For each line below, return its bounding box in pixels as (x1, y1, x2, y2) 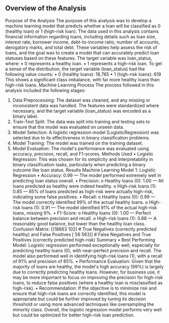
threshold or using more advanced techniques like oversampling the (12, 301, 154, 307)
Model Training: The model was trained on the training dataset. (12, 140, 144, 146)
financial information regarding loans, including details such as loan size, (5, 33, 156, 39)
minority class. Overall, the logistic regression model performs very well (12, 306, 162, 312)
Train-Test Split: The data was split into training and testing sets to (12, 118, 150, 124)
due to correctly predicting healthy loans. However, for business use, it (12, 269, 160, 275)
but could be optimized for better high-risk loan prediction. (12, 312, 135, 318)
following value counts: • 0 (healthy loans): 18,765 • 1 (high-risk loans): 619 (5, 71, 161, 77)
